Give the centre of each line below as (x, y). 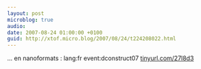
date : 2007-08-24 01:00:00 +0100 (55, 32)
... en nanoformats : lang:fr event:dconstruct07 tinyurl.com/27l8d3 (100, 58)
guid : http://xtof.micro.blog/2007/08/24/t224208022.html (92, 39)
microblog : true (30, 20)
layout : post (26, 13)
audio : (16, 26)
